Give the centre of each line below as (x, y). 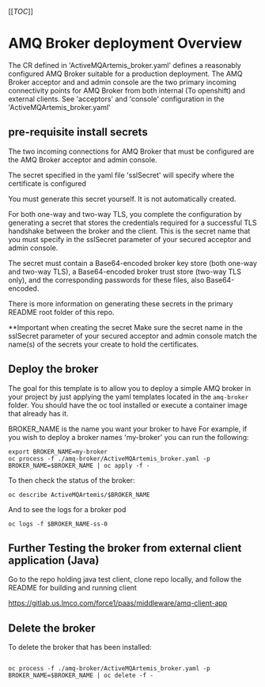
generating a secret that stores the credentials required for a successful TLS (132, 222)
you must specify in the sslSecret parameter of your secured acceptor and (130, 239)
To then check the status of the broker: (72, 480)
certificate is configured (47, 183)
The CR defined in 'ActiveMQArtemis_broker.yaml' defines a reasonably (125, 65)
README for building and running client (72, 588)
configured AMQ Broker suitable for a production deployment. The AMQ (125, 74)
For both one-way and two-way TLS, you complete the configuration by (125, 214)
